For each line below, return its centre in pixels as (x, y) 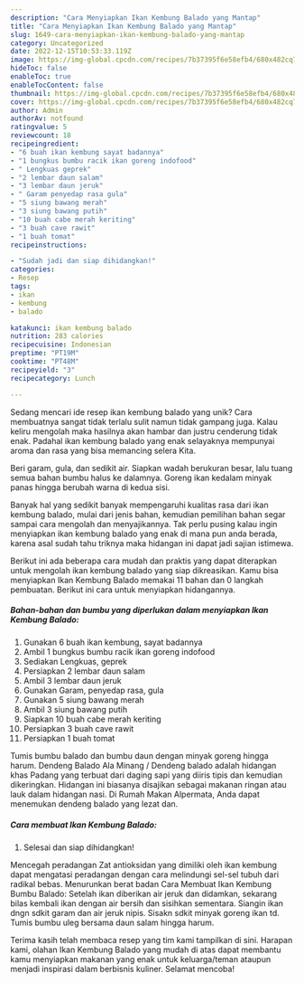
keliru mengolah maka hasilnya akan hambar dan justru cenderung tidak (144, 431)
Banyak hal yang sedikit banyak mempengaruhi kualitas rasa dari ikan (139, 505)
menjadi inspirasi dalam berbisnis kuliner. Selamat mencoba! (123, 969)
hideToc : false (39, 69)
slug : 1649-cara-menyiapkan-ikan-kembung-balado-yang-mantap (128, 34)
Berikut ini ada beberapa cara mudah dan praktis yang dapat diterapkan (144, 561)
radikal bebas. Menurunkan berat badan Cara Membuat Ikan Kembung (141, 884)
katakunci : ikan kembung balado (71, 328)
